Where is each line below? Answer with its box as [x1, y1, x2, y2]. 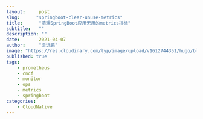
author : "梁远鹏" [6, 43, 58, 49]
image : [6, 48, 23, 54]
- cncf [17, 70, 34, 76]
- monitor [17, 76, 42, 82]
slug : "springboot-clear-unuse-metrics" [6, 14, 123, 20]
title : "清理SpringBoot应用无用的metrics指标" [6, 20, 131, 26]
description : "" [6, 31, 47, 37]
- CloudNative [17, 103, 53, 110]
